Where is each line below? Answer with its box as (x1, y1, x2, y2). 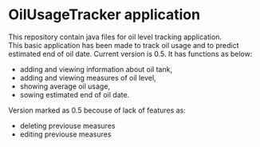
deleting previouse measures (19, 121, 116, 130)
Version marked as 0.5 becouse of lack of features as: (8, 105, 186, 115)
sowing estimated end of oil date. (19, 89, 130, 99)
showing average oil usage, (19, 81, 110, 91)
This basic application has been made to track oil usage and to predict (8, 40, 239, 50)
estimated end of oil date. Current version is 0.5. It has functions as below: (8, 49, 253, 58)
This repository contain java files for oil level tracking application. (8, 32, 222, 42)
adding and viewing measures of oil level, (19, 73, 157, 82)
